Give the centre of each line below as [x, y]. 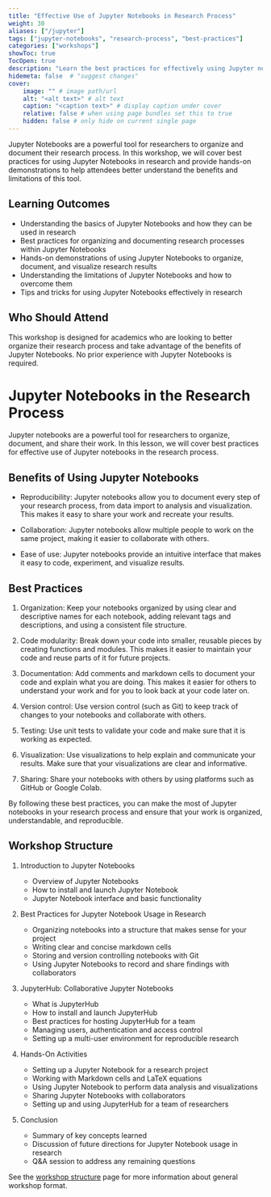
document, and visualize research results [88, 266]
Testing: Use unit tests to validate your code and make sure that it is [133, 731]
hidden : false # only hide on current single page [110, 121]
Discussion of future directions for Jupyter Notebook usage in [135, 1144]
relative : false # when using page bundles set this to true [127, 114]
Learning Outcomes [59, 204]
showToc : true [32, 53]
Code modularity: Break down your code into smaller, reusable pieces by [141, 641]
